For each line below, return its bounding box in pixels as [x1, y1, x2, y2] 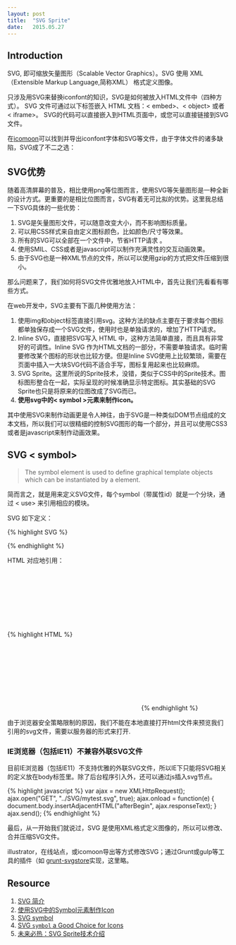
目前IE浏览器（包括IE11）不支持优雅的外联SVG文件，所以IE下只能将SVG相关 [7, 764, 227, 772]
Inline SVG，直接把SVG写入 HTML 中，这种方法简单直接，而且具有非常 [17, 334, 224, 342]
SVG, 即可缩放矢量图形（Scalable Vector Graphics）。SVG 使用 [7, 69, 189, 78]
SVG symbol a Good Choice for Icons [17, 921, 124, 929]
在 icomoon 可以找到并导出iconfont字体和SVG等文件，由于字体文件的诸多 [7, 135, 217, 143]
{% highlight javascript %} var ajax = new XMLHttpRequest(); [7, 787, 185, 795]
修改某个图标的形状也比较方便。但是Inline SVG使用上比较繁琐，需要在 [23, 352, 227, 360]
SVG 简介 [17, 896, 45, 905]
